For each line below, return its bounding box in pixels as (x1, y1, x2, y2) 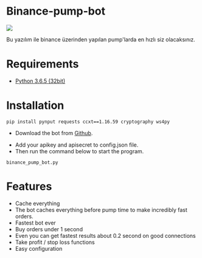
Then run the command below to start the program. (15, 147, 144, 155)
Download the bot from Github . (15, 129, 93, 136)
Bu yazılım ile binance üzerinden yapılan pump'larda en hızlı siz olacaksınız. (6, 35, 196, 43)
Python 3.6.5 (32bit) (15, 77, 66, 85)
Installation (6, 99, 64, 113)
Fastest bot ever (15, 219, 56, 226)
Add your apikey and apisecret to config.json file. (15, 141, 139, 148)
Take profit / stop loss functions (15, 239, 96, 246)
